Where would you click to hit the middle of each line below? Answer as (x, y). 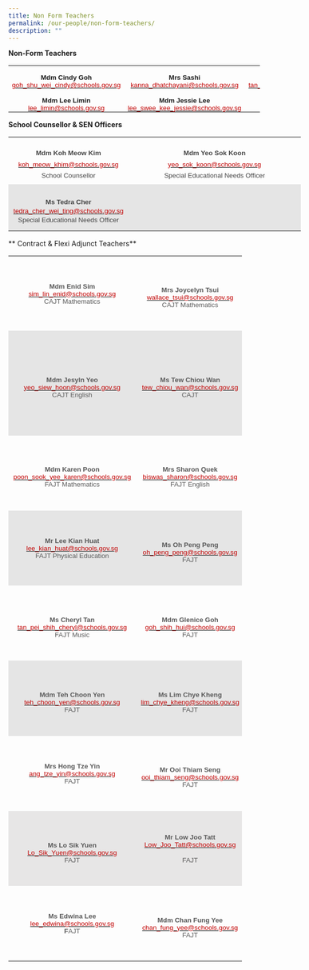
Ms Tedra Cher (68, 202)
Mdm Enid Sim (72, 286)
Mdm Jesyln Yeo (72, 379)
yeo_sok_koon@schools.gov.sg (214, 164)
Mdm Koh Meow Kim (68, 153)
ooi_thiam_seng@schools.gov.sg (190, 778)
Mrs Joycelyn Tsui (190, 290)
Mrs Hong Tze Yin (72, 766)
